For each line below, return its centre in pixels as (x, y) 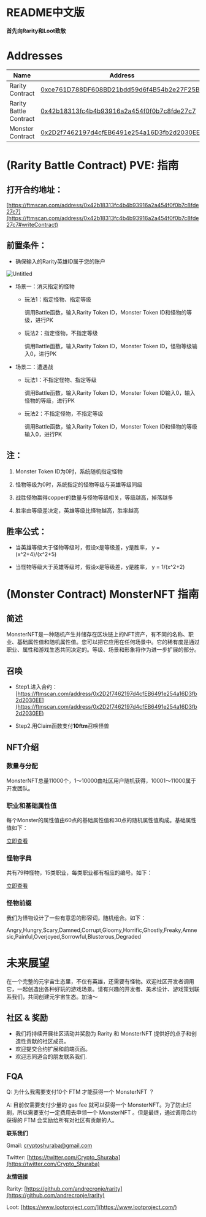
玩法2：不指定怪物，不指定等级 (64, 413)
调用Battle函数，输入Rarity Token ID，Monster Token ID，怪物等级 (108, 346)
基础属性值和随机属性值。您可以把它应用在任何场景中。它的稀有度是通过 (108, 642)
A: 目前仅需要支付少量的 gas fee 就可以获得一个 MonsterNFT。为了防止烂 (99, 1105)
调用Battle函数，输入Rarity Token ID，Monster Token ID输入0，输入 (110, 392)
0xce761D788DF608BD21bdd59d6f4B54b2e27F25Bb (122, 90)
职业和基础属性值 (32, 806)
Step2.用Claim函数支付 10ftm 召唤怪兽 (62, 726)
